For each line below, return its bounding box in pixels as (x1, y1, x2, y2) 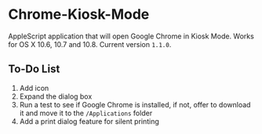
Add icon (19, 83, 49, 92)
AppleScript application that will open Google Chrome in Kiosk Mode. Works (8, 31, 255, 41)
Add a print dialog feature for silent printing (19, 116, 159, 126)
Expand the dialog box (19, 92, 93, 101)
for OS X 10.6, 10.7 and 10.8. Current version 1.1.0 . (8, 39, 172, 49)
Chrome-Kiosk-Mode (8, 5, 150, 24)
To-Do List (8, 63, 60, 76)
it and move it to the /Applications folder (19, 108, 153, 118)
